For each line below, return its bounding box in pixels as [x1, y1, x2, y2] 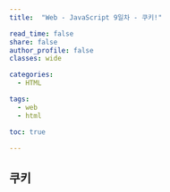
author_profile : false [9, 46, 94, 54]
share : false [9, 38, 58, 46]
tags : [9, 95, 30, 104]
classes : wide [9, 54, 63, 63]
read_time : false [9, 29, 74, 38]
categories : [9, 71, 54, 79]
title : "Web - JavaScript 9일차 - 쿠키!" [9, 13, 163, 22]
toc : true [9, 127, 47, 137]
